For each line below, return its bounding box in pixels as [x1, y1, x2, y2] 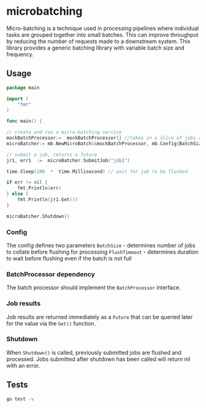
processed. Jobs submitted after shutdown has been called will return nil [6, 355, 191, 363]
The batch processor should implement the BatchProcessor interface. [6, 284, 181, 292]
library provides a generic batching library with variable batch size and [6, 44, 185, 51]
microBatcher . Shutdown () [6, 213, 70, 219]
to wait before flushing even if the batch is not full [6, 254, 132, 262]
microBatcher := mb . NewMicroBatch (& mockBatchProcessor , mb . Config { [6, 140, 180, 146]
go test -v [6, 396, 34, 402]
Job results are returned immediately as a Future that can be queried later [6, 313, 193, 320]
